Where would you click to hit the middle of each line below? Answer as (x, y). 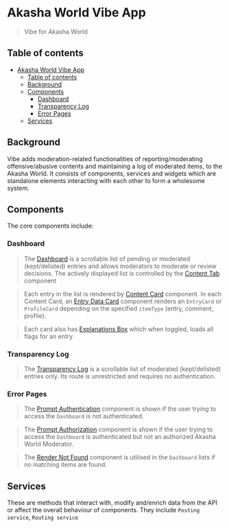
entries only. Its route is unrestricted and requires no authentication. (120, 376)
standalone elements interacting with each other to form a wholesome (106, 180)
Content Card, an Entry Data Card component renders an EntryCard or (123, 301)
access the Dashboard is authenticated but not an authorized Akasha (120, 437)
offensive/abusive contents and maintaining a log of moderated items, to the (115, 166)
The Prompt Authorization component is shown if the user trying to (118, 429)
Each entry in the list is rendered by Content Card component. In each (122, 293)
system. (18, 188)
